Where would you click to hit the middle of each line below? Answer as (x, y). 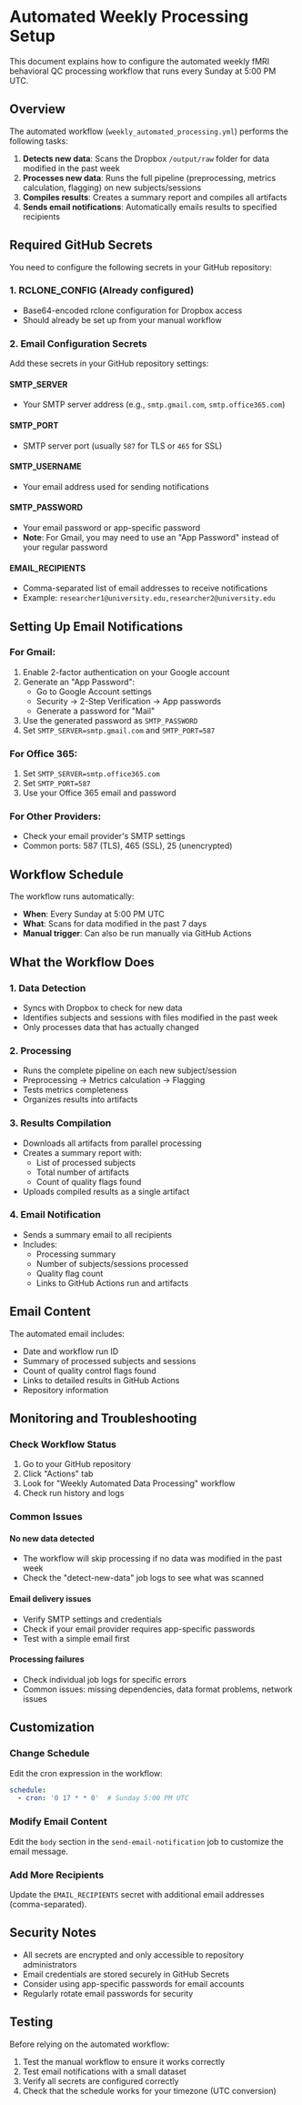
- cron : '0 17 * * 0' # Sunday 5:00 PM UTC (103, 1798)
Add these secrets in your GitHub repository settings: (109, 364)
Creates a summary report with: (82, 1152)
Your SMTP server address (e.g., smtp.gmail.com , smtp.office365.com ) (154, 405)
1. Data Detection (48, 987)
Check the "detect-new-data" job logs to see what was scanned (143, 1578)
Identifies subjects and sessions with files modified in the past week (150, 1017)
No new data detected (52, 1538)
